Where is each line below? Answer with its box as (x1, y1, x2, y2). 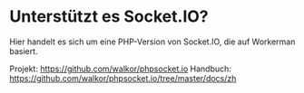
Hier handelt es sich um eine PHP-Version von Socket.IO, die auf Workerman (9, 36, 296, 47)
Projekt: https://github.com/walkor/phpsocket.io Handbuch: (9, 63, 231, 74)
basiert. (9, 45, 38, 56)
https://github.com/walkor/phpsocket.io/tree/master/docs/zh (9, 72, 237, 83)
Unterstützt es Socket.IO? (9, 6, 209, 27)
